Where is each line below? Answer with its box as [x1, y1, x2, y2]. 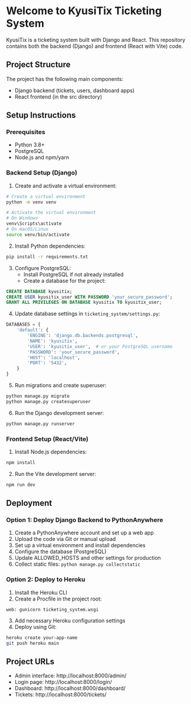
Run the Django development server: [14, 409, 104, 416]
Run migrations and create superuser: [14, 382, 107, 389]
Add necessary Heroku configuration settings [14, 617, 126, 624]
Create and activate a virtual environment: [14, 182, 117, 189]
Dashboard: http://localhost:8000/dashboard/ [14, 684, 126, 692]
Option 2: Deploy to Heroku [6, 575, 85, 583]
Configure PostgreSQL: [14, 264, 71, 271]
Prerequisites [6, 128, 45, 137]
